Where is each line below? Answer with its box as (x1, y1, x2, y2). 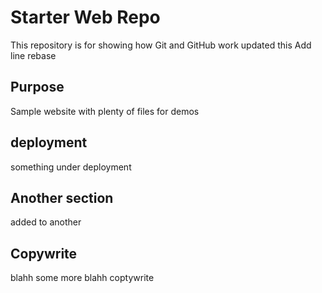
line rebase (10, 49, 57, 61)
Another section (10, 189, 114, 206)
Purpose (10, 79, 65, 96)
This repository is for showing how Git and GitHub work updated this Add (10, 39, 312, 51)
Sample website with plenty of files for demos (10, 105, 200, 117)
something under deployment (10, 161, 132, 173)
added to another (10, 216, 82, 228)
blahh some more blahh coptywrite (10, 272, 155, 284)
